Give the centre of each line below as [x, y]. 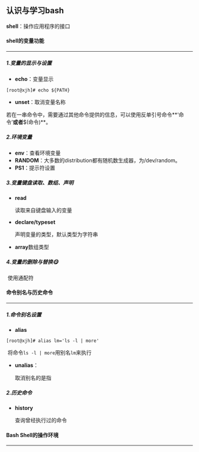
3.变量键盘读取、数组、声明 [40, 183]
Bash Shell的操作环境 [33, 435]
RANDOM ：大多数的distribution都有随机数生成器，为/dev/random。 [97, 160]
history [24, 408]
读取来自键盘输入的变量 [43, 210]
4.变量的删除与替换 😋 [32, 262]
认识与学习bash [35, 11]
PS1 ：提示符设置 [35, 168]
